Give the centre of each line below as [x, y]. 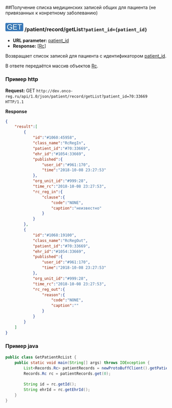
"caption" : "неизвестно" [76, 208]
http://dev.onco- [55, 91]
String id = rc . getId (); [50, 384]
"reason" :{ [53, 295]
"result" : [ [26, 127]
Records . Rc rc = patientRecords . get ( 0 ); [67, 374]
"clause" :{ [53, 197]
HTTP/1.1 [15, 102]
